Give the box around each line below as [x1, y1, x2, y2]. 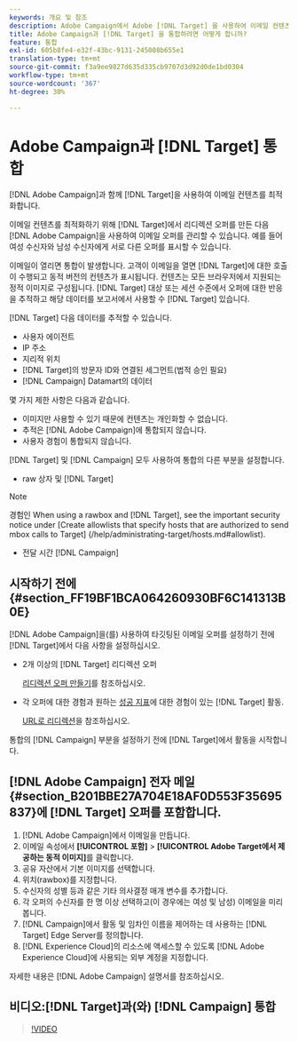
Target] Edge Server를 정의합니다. [21, 930, 144, 941]
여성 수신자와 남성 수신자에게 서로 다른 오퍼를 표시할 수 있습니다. [9, 242, 232, 252]
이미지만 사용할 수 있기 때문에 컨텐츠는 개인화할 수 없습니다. [21, 414, 229, 425]
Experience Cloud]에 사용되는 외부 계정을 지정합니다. [21, 952, 208, 963]
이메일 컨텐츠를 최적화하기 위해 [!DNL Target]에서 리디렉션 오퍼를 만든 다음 [9, 219, 270, 230]
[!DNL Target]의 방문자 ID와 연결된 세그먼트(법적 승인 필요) [21, 365, 228, 376]
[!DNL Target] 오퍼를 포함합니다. [50, 805, 222, 820]
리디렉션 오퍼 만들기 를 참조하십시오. [21, 678, 146, 688]
